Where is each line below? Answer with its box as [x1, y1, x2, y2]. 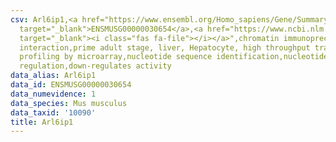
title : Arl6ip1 [10, 117, 74, 127]
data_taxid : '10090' [10, 107, 97, 118]
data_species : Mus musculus [10, 98, 128, 108]
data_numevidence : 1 [10, 89, 97, 99]
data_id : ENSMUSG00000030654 [10, 80, 132, 90]
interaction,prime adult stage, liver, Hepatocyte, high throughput [19, 42, 311, 53]
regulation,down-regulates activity [19, 61, 172, 71]
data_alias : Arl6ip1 [10, 71, 97, 81]
